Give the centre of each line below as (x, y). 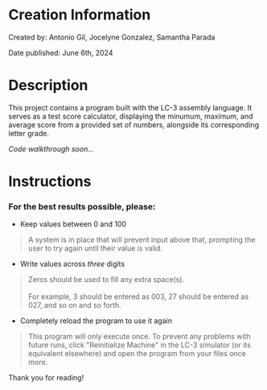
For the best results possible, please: (82, 206)
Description (48, 85)
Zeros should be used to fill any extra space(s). (106, 280)
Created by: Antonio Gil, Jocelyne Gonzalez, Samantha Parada (112, 37)
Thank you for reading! (46, 378)
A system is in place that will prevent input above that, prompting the (142, 240)
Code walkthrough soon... (51, 149)
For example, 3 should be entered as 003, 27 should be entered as (138, 297)
